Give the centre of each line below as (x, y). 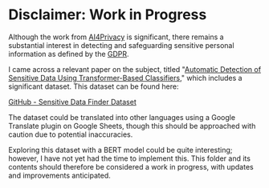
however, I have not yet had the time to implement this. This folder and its (130, 158)
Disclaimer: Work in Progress (108, 15)
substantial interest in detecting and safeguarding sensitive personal (121, 45)
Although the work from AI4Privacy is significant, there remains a (116, 37)
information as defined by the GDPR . (69, 54)
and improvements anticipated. (59, 175)
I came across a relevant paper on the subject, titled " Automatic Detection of (135, 69)
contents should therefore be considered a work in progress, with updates (131, 166)
